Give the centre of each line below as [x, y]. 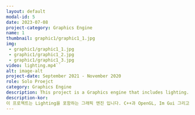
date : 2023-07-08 [27, 22]
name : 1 [15, 33]
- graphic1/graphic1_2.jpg [41, 55]
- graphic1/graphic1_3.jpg [41, 60]
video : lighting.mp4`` [34, 65]
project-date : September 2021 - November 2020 [64, 76]
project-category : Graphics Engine [49, 28]
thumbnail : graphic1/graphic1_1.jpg [51, 38]
